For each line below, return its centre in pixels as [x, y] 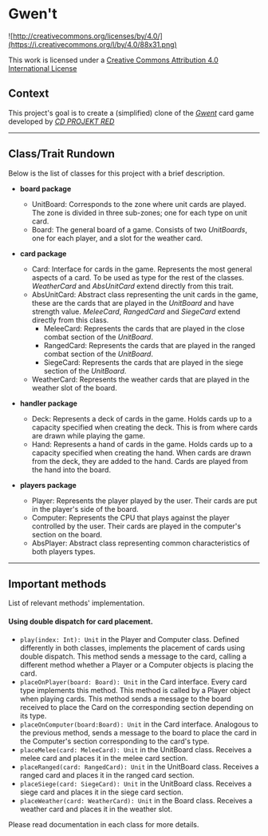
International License [43, 68]
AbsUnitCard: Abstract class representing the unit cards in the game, [145, 294]
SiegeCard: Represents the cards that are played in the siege [143, 362]
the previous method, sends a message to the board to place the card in [138, 732]
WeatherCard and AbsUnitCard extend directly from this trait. [132, 286]
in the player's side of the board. [85, 509]
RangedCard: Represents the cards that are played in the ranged [150, 345]
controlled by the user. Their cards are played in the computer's [136, 526]
